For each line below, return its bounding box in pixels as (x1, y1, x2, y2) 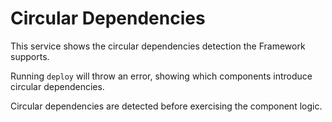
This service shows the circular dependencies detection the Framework (10, 40, 306, 52)
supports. (10, 50, 50, 62)
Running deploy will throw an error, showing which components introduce (10, 70, 313, 82)
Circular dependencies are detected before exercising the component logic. (10, 100, 323, 112)
